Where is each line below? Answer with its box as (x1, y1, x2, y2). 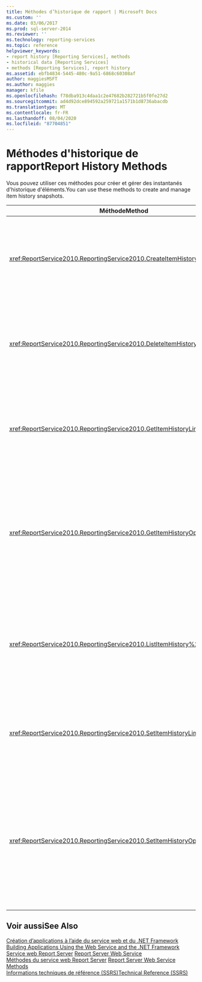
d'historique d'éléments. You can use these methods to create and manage (6, 186, 191, 193)
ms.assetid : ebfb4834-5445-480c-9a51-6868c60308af (6, 70, 136, 77)
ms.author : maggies (6, 82, 55, 88)
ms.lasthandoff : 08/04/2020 (6, 115, 77, 121)
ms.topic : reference (6, 43, 58, 49)
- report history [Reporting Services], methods (6, 54, 130, 60)
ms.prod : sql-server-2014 (6, 25, 71, 32)
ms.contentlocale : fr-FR (6, 110, 69, 116)
